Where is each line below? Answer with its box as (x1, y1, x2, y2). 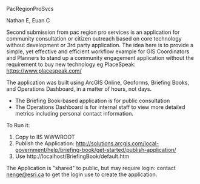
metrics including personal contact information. (15, 110, 134, 117)
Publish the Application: (15, 140, 75, 147)
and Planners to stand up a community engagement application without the (6, 54, 194, 61)
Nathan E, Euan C (6, 17, 50, 24)
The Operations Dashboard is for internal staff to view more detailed (15, 103, 185, 111)
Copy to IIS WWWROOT (15, 133, 75, 140)
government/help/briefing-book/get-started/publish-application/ (15, 146, 177, 153)
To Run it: (6, 122, 30, 129)
